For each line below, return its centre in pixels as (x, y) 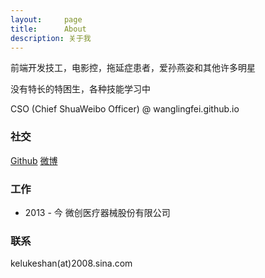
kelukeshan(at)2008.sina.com (71, 263)
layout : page (46, 19)
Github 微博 (34, 160)
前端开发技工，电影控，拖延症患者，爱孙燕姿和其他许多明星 (133, 68)
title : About (48, 29)
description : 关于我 (51, 38)
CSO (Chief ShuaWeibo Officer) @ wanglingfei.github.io (125, 109)
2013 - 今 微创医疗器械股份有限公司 (97, 212)
